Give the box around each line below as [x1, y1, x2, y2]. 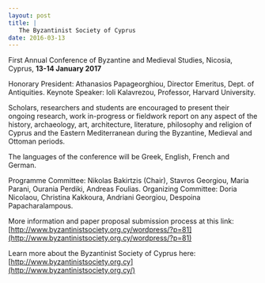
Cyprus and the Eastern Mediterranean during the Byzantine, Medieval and [8, 128, 252, 138]
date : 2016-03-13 [8, 33, 66, 42]
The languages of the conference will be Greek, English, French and [8, 152, 230, 162]
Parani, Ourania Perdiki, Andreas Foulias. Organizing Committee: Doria [8, 184, 237, 194]
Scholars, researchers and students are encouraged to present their [8, 103, 230, 113]
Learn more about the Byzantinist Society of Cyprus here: [8, 249, 196, 258]
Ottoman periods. [8, 136, 66, 147]
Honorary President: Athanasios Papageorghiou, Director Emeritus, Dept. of [8, 79, 255, 89]
